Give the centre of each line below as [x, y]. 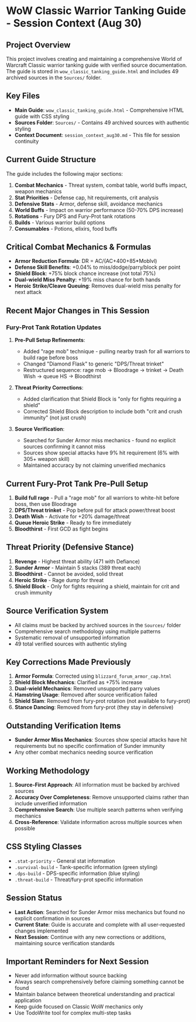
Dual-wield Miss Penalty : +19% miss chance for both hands [87, 280]
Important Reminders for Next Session [78, 962]
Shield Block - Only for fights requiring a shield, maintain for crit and [97, 586]
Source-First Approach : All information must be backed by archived [97, 785]
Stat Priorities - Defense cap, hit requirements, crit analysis [87, 197]
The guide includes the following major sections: [65, 173]
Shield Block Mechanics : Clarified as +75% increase [78, 682]
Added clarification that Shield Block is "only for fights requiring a [102, 399]
